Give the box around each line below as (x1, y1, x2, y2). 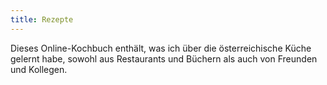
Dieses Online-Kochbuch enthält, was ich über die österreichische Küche (10, 42, 312, 54)
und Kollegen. (10, 63, 68, 75)
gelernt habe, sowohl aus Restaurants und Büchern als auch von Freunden (10, 52, 318, 65)
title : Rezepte (10, 14, 74, 25)
